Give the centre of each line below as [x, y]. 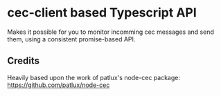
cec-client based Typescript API [102, 13]
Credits [24, 61]
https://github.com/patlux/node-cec [59, 85]
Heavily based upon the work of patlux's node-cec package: [94, 77]
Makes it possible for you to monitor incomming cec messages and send [111, 32]
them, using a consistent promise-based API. [71, 39]
